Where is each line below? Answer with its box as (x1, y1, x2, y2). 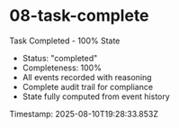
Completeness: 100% (22, 62, 102, 73)
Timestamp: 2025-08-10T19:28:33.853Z (9, 108, 159, 119)
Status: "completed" (22, 52, 98, 63)
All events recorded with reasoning (22, 71, 152, 82)
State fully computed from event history (22, 91, 171, 102)
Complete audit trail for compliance (22, 81, 154, 92)
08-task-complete (9, 5, 150, 26)
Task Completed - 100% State (9, 35, 121, 46)
